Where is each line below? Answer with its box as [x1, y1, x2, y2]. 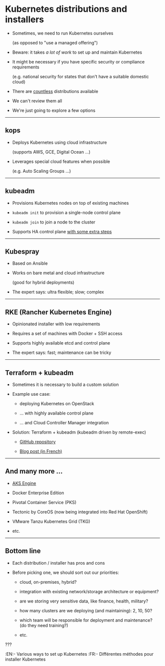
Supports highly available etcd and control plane [12, 340, 110, 346]
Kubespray [5, 247, 39, 255]
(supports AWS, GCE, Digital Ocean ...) [12, 149, 91, 155]
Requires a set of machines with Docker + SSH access [12, 331, 123, 337]
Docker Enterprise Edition [12, 490, 64, 496]
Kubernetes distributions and [5, 3, 128, 15]
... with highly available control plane [19, 410, 94, 416]
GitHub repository [19, 439, 56, 444]
